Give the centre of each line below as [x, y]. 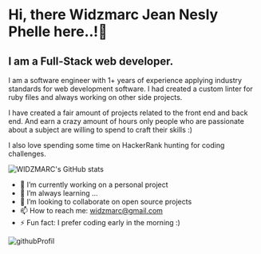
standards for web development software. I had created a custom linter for [130, 89]
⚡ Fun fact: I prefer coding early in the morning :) [100, 222]
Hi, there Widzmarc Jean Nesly [113, 15]
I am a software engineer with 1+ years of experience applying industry [125, 80]
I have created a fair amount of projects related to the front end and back [128, 113]
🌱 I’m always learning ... [59, 193]
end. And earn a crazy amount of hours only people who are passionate [127, 121]
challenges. [27, 154]
